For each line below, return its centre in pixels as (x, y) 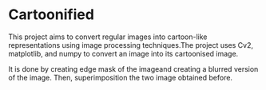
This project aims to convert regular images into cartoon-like (108, 37)
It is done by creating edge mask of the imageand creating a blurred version (133, 68)
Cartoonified (51, 15)
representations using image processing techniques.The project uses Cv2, (131, 45)
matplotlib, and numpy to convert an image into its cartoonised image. (123, 53)
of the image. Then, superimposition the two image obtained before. (121, 77)
